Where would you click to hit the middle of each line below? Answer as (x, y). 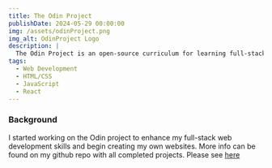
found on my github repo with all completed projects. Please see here (124, 154)
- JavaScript (38, 84)
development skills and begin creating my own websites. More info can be (132, 146)
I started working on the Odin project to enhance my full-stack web (120, 137)
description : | (34, 46)
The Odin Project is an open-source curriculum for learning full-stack (141, 54)
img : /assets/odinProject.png (59, 31)
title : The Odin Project (50, 16)
